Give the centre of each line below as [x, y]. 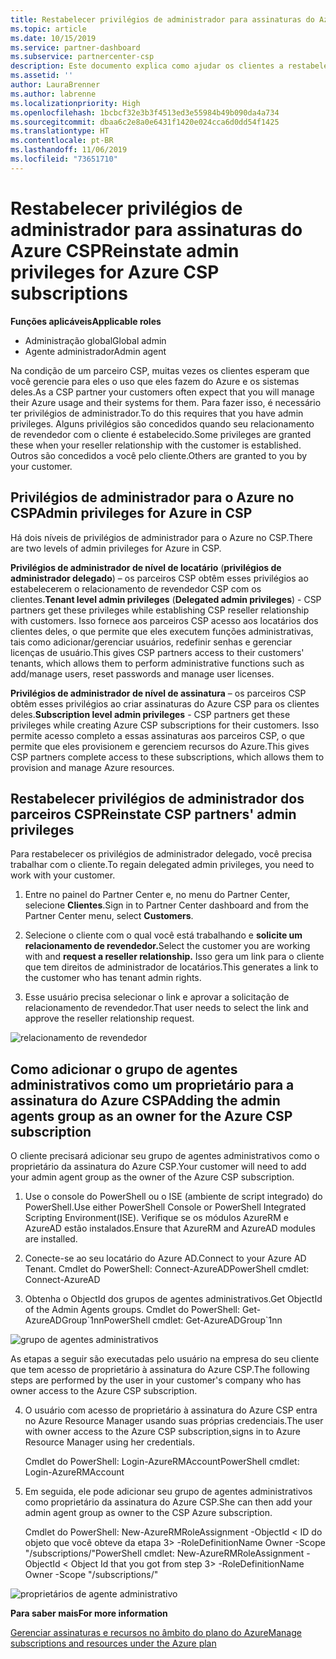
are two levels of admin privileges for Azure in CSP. [116, 548]
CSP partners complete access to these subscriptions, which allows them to [167, 757]
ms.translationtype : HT [60, 131]
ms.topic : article [48, 29]
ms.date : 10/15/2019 [53, 38]
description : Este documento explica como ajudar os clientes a [147, 66]
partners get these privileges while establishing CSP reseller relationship [160, 610]
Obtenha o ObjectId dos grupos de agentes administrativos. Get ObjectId [173, 1299]
